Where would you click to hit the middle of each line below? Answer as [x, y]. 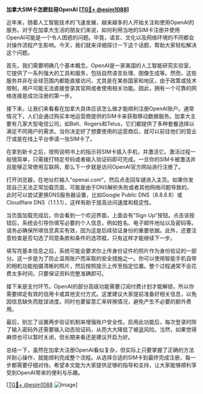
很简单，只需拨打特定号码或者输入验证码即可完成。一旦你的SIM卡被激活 [101, 159]
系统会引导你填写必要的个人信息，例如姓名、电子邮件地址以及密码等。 [109, 223]
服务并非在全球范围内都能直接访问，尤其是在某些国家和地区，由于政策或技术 [101, 80]
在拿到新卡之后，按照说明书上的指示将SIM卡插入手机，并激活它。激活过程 [98, 152]
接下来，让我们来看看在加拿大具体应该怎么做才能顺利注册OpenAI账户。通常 [100, 109]
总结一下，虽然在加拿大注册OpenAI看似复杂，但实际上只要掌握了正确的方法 [100, 350]
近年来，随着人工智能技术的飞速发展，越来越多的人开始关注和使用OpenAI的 [100, 22]
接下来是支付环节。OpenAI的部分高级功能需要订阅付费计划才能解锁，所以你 [100, 286]
